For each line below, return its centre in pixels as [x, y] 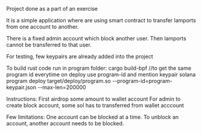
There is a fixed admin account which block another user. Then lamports [96, 38]
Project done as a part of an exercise [52, 9]
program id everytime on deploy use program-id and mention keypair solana [101, 74]
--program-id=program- [143, 81]
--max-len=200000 [62, 87]
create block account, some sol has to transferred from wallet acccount [95, 105]
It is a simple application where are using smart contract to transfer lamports [101, 20]
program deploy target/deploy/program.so [59, 81]
